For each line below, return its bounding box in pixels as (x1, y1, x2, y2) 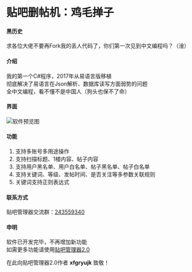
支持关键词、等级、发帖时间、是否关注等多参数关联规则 (15, 171, 155, 178)
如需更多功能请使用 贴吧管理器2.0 (6, 246, 90, 254)
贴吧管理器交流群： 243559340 (6, 208, 85, 216)
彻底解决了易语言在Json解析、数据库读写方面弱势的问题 (6, 80, 148, 87)
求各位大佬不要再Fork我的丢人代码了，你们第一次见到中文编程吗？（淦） (6, 42, 190, 50)
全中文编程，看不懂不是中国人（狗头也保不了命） (6, 87, 130, 95)
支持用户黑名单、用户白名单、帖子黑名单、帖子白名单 (15, 163, 150, 170)
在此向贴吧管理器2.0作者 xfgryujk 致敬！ (6, 259, 110, 266)
